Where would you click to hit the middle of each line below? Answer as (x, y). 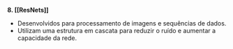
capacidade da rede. (47, 38)
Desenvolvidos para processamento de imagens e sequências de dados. (122, 23)
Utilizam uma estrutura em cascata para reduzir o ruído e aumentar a (116, 31)
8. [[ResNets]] (28, 10)
